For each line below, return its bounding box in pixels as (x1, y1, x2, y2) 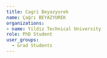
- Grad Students (11, 43, 53, 49)
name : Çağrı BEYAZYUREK (6, 14, 66, 21)
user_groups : (6, 37, 39, 43)
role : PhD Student (6, 31, 53, 37)
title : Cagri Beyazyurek (6, 8, 69, 15)
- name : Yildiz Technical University (6, 25, 102, 32)
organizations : (6, 20, 45, 26)
